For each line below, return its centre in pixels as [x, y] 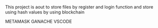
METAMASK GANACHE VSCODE [39, 21]
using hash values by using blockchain [45, 12]
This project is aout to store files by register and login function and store [79, 7]
